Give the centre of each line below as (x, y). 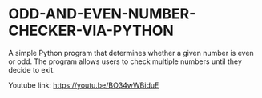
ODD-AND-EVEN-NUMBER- (102, 14)
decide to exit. (32, 69)
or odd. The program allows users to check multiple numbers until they (125, 61)
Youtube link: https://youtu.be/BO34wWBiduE (84, 85)
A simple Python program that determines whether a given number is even (131, 53)
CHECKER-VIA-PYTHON (91, 31)
